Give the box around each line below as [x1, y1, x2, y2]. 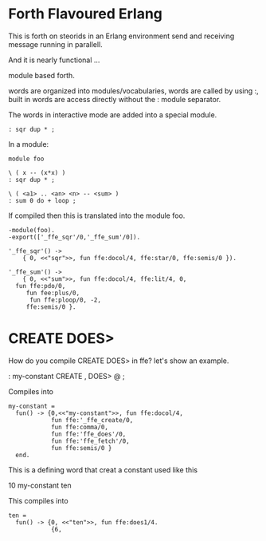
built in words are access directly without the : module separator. [8, 94, 221, 104]
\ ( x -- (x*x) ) [8, 168, 66, 176]
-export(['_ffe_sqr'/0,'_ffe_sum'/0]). [8, 233, 141, 241]
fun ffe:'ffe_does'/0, [50, 430, 127, 438]
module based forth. [8, 70, 76, 80]
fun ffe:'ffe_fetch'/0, [50, 436, 130, 445]
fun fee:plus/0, [25, 289, 80, 297]
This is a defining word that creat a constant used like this [8, 464, 198, 475]
